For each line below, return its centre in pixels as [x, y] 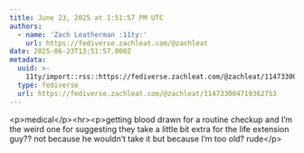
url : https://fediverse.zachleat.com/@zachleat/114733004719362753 [147, 93]
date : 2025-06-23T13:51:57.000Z [70, 52]
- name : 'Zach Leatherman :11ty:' [82, 34]
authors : [26, 26]
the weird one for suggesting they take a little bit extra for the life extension [149, 129]
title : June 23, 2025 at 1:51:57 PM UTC [87, 18]
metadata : [28, 60]
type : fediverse [48, 85]
